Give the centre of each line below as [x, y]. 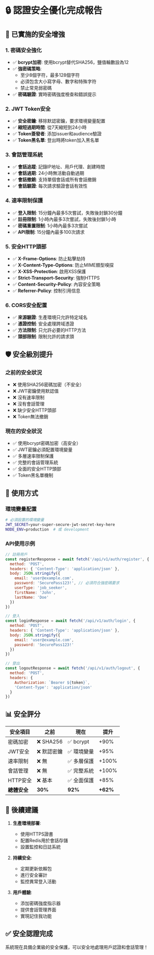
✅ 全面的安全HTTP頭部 [37, 469]
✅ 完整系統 [81, 771]
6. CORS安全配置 [26, 305]
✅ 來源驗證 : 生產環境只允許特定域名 [50, 317]
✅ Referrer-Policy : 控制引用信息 [46, 291]
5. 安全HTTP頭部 [26, 247]
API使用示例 [20, 543]
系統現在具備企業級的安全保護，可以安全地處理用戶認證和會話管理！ [77, 947]
